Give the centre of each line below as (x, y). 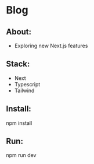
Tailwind (24, 90)
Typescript (27, 84)
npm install (19, 123)
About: (19, 32)
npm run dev (21, 155)
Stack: (18, 64)
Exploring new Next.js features (51, 46)
